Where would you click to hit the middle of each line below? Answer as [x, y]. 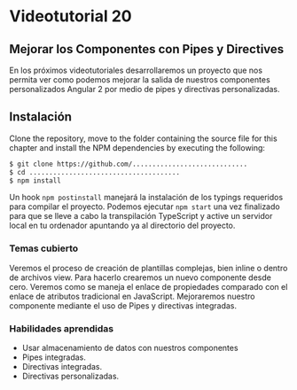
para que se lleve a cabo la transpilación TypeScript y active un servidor [141, 216]
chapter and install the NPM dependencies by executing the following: [137, 147]
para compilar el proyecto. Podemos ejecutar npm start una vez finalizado [145, 207]
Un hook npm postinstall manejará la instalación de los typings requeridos [146, 198]
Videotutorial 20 [70, 16]
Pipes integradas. [54, 357]
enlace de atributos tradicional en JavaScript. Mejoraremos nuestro [132, 296]
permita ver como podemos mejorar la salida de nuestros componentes [140, 80]
